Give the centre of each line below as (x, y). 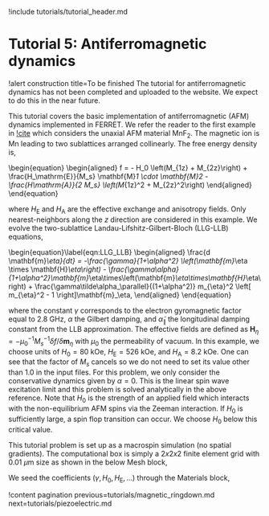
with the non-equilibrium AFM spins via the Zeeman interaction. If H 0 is (126, 409)
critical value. (31, 429)
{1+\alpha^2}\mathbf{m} (49, 277)
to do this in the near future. (55, 100)
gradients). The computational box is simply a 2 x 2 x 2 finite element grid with (134, 453)
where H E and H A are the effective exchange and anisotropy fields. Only (127, 210)
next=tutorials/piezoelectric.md (60, 504)
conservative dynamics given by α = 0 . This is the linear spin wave (119, 381)
